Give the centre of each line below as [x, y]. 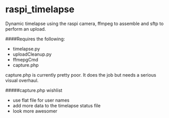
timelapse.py [26, 49]
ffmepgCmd [25, 59]
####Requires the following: [35, 39]
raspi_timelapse [40, 9]
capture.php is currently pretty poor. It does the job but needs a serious [81, 75]
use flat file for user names [41, 100]
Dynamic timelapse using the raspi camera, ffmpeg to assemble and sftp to [84, 23]
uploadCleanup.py [32, 54]
